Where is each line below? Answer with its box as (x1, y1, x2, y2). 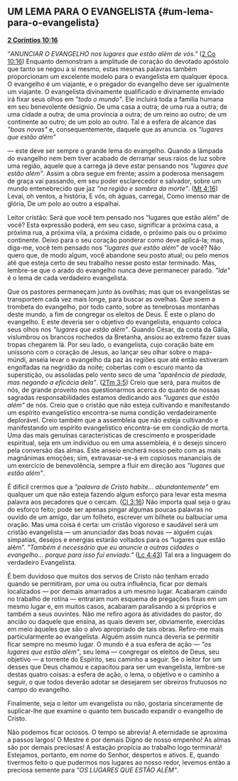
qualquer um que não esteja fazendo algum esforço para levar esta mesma (7, 490, 227, 499)
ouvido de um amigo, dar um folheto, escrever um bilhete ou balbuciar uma (7, 512, 227, 521)
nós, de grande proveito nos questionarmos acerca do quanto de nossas (7, 386, 220, 394)
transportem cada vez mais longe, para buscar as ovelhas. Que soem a (7, 294, 215, 303)
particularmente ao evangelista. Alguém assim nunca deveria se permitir (7, 632, 220, 641)
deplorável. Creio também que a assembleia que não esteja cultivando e (7, 415, 219, 424)
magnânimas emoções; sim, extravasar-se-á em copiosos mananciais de (7, 453, 222, 462)
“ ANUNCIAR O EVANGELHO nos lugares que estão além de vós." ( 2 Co (7, 49, 216, 58)
